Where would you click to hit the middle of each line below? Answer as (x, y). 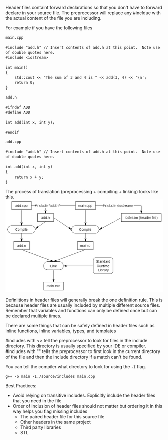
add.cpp (13, 142)
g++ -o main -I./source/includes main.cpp (50, 376)
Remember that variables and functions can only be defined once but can (81, 310)
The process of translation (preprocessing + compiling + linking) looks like (82, 191)
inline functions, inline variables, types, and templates (61, 331)
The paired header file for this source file (62, 416)
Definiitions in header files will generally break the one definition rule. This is (84, 300)
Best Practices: (21, 385)
